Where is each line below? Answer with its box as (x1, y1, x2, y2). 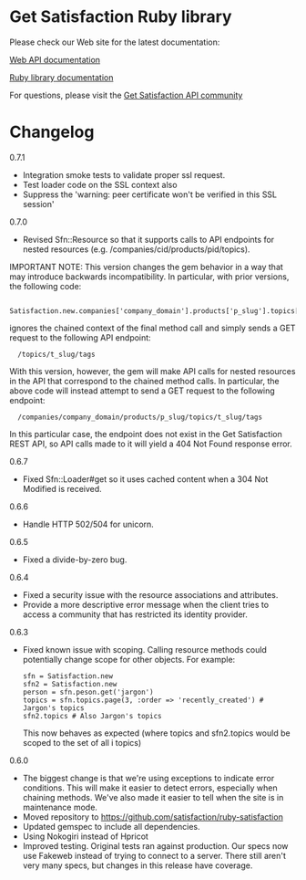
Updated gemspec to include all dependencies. (22, 821, 200, 832)
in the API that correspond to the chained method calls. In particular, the (9, 375, 280, 386)
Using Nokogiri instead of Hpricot (22, 831, 148, 842)
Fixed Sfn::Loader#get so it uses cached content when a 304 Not (22, 473, 269, 485)
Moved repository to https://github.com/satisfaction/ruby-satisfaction (22, 811, 284, 822)
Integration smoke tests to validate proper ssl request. (22, 169, 226, 180)
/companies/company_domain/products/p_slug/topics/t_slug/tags (17, 413, 262, 422)
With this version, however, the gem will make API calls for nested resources (9, 365, 296, 376)
